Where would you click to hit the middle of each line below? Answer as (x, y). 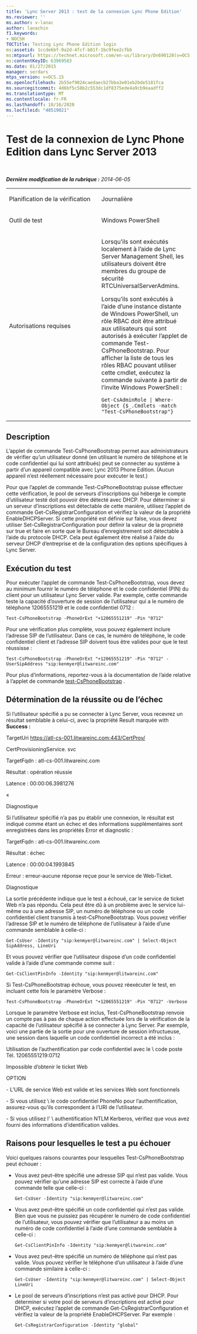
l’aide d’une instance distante (142, 307)
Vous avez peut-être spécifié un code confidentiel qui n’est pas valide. (99, 1209)
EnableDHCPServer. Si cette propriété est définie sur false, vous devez (91, 519)
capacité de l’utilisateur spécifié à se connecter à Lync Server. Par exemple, (97, 1025)
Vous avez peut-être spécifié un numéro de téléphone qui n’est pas (96, 1256)
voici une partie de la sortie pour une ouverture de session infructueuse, (93, 1031)
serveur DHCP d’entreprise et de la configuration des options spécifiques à (97, 544)
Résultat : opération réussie (39, 772)
